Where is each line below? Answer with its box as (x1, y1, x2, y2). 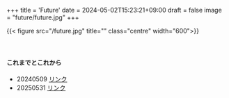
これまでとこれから (6, 58, 62, 67)
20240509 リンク (16, 75, 68, 83)
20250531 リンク (16, 83, 66, 92)
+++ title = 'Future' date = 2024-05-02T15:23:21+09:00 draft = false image (6, 6, 222, 14)
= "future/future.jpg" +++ (6, 13, 79, 22)
